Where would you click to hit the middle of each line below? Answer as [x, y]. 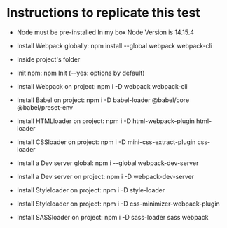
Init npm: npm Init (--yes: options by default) [81, 73]
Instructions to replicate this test [103, 13]
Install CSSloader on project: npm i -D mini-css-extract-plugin [106, 142]
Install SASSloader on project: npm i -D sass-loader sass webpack [112, 217]
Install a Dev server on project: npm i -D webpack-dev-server [105, 176]
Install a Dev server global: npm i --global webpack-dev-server [108, 163]
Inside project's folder [48, 59]
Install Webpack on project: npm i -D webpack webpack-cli [102, 86]
